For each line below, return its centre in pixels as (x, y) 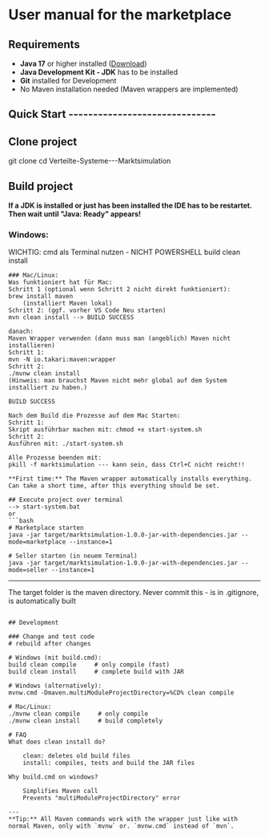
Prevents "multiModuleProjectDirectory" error (102, 798)
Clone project (43, 142)
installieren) (32, 346)
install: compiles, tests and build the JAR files (109, 763)
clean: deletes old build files (76, 756)
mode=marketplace (37, 542)
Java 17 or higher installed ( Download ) (83, 63)
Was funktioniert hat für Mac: (60, 282)
